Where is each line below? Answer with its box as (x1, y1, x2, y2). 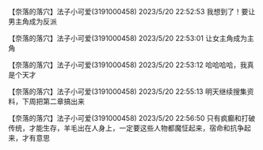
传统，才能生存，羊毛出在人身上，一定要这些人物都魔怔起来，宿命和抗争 (8, 123, 244, 133)
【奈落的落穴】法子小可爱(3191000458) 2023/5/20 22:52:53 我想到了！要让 (8, 7, 256, 16)
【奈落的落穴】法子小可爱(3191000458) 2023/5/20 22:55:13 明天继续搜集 (8, 87, 247, 96)
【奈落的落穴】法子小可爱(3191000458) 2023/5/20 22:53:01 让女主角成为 (8, 34, 248, 43)
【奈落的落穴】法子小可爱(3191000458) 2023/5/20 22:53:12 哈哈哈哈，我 (8, 60, 247, 69)
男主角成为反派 (8, 17, 57, 26)
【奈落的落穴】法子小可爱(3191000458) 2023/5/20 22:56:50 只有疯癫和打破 (8, 114, 256, 122)
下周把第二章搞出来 (21, 97, 85, 106)
